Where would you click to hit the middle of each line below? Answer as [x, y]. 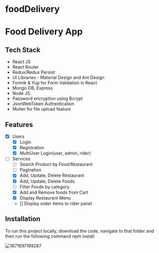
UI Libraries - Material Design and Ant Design [58, 78]
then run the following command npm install [50, 236]
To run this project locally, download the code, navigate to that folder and [79, 231]
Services [21, 159]
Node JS [21, 93]
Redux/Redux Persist [34, 72]
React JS [21, 62]
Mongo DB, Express [32, 88]
